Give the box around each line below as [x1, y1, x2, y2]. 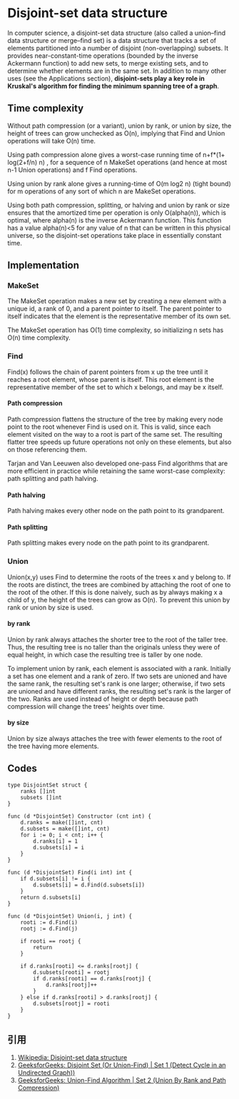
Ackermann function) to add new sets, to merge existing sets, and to [7, 59, 209, 67]
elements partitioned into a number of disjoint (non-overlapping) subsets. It [7, 44, 229, 52]
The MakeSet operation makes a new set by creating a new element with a [7, 297, 227, 305]
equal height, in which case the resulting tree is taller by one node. [7, 650, 203, 659]
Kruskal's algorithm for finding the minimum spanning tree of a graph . [7, 81, 220, 90]
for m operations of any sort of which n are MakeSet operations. [7, 187, 196, 196]
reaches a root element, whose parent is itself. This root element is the [7, 375, 215, 383]
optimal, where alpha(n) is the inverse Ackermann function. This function [7, 216, 222, 224]
